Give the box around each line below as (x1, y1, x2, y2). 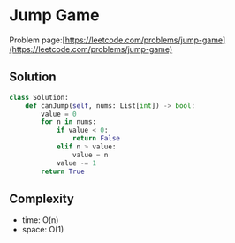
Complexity (9, 191, 75, 206)
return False (72, 134, 121, 143)
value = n (72, 150, 109, 159)
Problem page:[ (9, 34, 66, 45)
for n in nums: (41, 118, 97, 126)
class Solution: (9, 93, 69, 102)
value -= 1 (56, 158, 97, 168)
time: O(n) (21, 215, 59, 225)
